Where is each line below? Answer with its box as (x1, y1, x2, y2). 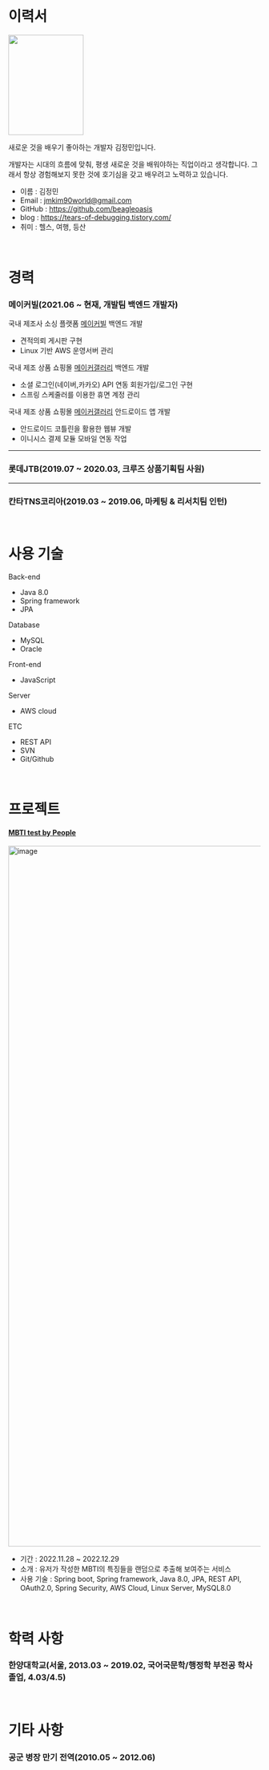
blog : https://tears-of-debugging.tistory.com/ (19, 212, 172, 222)
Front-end (8, 659, 42, 669)
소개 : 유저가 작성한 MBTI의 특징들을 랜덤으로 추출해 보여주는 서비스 (19, 1564, 231, 1574)
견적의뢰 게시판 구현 (19, 336, 82, 345)
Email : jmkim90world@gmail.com (19, 195, 132, 205)
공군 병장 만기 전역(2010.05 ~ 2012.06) (8, 1752, 156, 1763)
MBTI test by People (8, 827, 76, 837)
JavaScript (19, 674, 56, 685)
